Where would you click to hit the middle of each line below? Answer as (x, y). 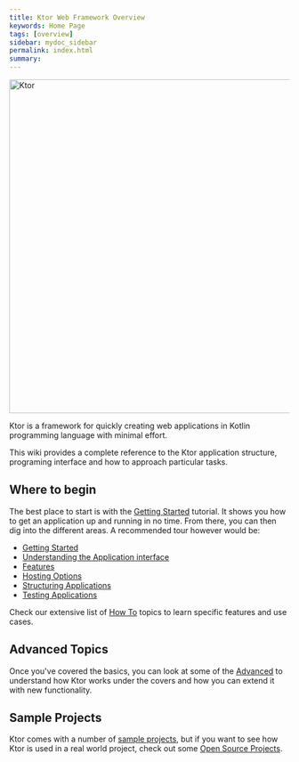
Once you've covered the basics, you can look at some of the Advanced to (146, 671)
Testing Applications (60, 595)
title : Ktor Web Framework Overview (77, 17)
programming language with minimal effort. (88, 435)
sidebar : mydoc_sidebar (53, 42)
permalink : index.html (51, 51)
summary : (25, 59)
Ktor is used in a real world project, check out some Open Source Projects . (146, 749)
